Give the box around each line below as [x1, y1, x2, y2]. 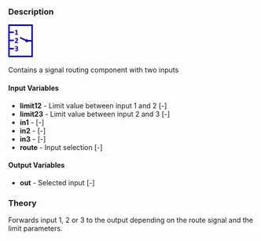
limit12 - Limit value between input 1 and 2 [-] [19, 100, 167, 110]
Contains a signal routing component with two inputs [8, 65, 179, 75]
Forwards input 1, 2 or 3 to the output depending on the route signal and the [8, 215, 254, 225]
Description [8, 6, 54, 17]
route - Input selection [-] [19, 142, 103, 152]
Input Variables [8, 83, 59, 93]
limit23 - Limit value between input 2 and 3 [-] [19, 109, 171, 119]
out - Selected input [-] [19, 177, 96, 187]
